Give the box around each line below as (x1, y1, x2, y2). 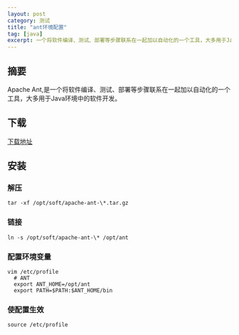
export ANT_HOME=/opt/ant (14, 281, 91, 288)
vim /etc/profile (7, 268, 59, 276)
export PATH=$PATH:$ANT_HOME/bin (14, 287, 113, 294)
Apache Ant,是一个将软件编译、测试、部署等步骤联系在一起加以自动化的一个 (7, 85, 231, 93)
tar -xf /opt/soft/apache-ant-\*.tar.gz (7, 200, 129, 207)
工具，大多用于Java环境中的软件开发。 (7, 94, 122, 102)
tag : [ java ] (7, 30, 43, 38)
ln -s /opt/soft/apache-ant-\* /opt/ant (7, 234, 129, 241)
